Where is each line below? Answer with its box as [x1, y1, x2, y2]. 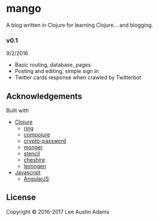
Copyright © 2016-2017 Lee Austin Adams [6, 208, 110, 215]
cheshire [23, 156, 46, 163]
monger [23, 144, 43, 151]
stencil [23, 150, 40, 157]
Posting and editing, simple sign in [14, 68, 99, 75]
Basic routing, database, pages [14, 61, 91, 68]
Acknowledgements [6, 91, 82, 101]
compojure [23, 131, 50, 138]
